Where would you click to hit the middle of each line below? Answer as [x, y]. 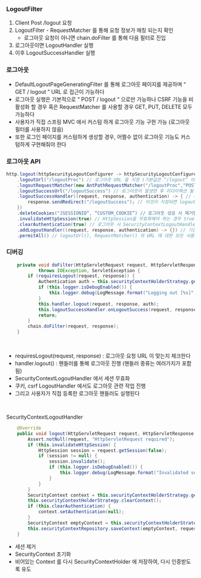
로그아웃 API [23, 161]
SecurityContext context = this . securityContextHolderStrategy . [109, 495]
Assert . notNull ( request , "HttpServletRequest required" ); [101, 439]
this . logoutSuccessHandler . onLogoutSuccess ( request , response [117, 309]
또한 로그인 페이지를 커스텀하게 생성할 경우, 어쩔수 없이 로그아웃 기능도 [97, 136]
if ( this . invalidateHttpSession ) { [72, 445]
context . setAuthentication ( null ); [81, 512]
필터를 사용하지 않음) [39, 129]
